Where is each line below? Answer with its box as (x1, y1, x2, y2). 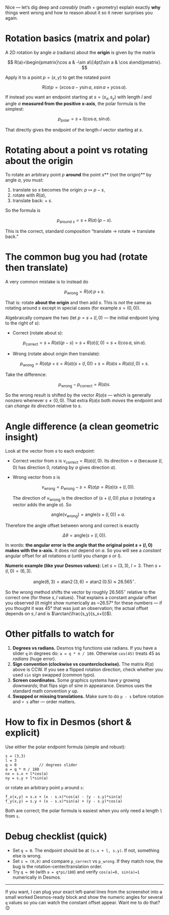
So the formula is (5, 207, 41, 214)
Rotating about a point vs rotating (5, 144, 148, 156)
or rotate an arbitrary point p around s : (5, 784, 84, 790)
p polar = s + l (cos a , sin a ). (57, 116, 112, 123)
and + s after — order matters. (12, 698, 76, 704)
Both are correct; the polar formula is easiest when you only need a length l (5, 807, 162, 813)
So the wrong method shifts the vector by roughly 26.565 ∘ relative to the (5, 588, 156, 595)
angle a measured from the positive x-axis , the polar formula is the (5, 101, 146, 107)
